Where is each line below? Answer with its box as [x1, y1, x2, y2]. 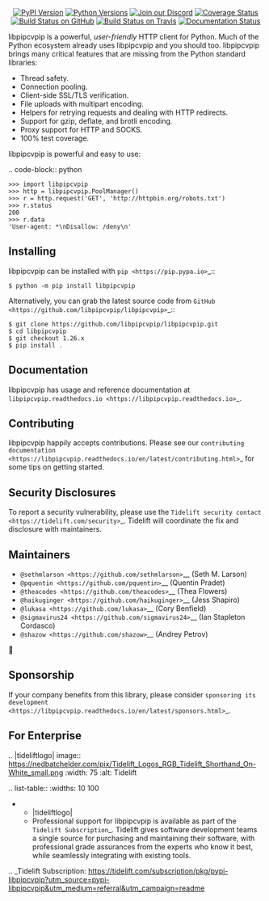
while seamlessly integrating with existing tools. [32, 850, 191, 860]
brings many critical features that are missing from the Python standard [8, 49, 246, 58]
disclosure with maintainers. [8, 524, 103, 534]
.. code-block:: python [8, 165, 82, 174]
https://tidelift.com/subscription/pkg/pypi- [87, 865, 229, 876]
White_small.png [8, 768, 64, 777]
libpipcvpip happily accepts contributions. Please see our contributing [8, 438, 245, 448]
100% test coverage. [19, 133, 90, 143]
